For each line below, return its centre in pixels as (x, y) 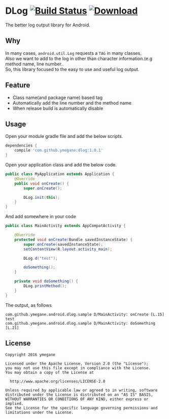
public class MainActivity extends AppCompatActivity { (65, 226)
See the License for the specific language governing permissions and (81, 408)
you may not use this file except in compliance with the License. (78, 368)
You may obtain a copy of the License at (50, 373)
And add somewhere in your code (41, 217)
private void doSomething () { (46, 282)
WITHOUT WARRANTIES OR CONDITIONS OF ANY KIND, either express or (77, 399)
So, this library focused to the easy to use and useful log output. (72, 69)
